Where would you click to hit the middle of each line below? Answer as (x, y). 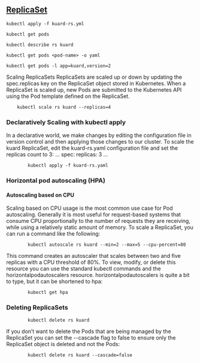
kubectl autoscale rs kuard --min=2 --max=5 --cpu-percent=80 (107, 245)
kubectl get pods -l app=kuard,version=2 (59, 66)
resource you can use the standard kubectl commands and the (84, 269)
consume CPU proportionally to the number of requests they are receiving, (98, 221)
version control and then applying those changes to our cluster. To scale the (100, 142)
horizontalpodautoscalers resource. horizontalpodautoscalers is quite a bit (98, 275)
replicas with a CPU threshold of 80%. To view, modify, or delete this (91, 262)
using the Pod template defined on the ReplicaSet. (68, 96)
